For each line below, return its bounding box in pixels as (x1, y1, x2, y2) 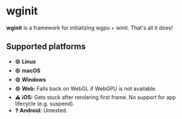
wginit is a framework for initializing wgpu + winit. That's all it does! (6, 24, 173, 31)
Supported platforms (6, 41, 86, 52)
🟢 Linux (14, 58, 36, 65)
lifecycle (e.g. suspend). (14, 100, 75, 107)
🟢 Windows (14, 76, 46, 83)
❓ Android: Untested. (14, 106, 68, 114)
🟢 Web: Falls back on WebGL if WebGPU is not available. (14, 85, 157, 92)
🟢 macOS (14, 67, 41, 74)
